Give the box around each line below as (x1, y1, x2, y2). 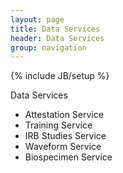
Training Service (24, 119, 93, 131)
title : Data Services (10, 24, 101, 34)
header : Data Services (10, 33, 105, 43)
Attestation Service (24, 109, 104, 121)
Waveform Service (24, 141, 102, 153)
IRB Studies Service (24, 130, 107, 142)
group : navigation (10, 42, 87, 53)
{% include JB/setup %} (10, 70, 110, 82)
